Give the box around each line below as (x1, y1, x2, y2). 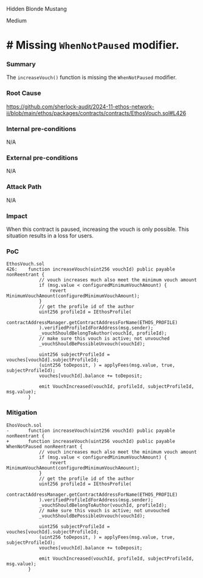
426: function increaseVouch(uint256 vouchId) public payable (6, 266, 175, 273)
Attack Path (6, 183, 42, 191)
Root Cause (6, 89, 41, 97)
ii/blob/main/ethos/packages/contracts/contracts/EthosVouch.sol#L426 (6, 109, 187, 116)
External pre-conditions (6, 153, 78, 162)
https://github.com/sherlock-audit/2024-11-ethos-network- (6, 103, 155, 110)
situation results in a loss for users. (6, 231, 94, 239)
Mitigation (6, 408, 38, 417)
